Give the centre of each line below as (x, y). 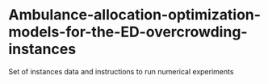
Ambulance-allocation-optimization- (134, 15)
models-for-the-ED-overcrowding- (128, 32)
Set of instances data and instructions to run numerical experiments (121, 71)
